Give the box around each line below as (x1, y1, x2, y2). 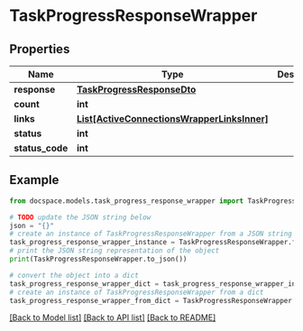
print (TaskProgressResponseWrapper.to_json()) (9, 254, 188, 264)
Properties (9, 41, 70, 57)
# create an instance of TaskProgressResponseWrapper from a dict (9, 288, 264, 297)
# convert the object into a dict (9, 271, 140, 280)
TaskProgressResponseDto (76, 83, 197, 96)
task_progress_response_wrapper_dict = (9, 279, 160, 289)
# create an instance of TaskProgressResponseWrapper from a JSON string (9, 229, 293, 239)
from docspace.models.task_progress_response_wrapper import (9, 196, 244, 206)
